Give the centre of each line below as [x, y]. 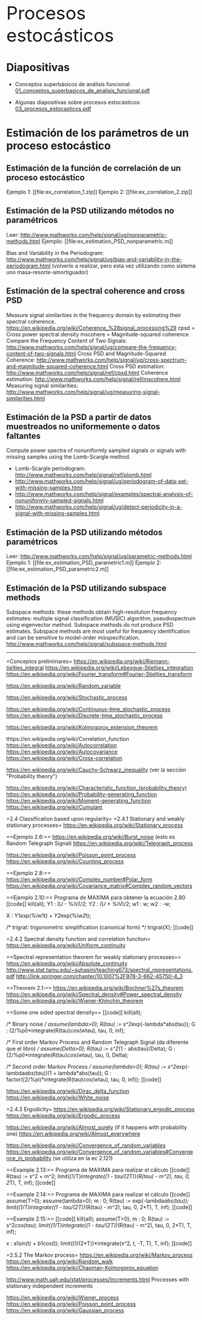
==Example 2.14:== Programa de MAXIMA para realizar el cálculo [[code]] [98, 1194]
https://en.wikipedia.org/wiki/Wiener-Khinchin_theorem [75, 1001]
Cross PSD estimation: [137, 366]
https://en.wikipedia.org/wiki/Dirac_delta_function [68, 1091]
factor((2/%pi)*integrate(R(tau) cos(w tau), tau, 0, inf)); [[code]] [84, 1080]
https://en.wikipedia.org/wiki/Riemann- [122, 661]
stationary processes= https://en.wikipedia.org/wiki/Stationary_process [95, 825]
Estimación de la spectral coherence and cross [96, 291]
